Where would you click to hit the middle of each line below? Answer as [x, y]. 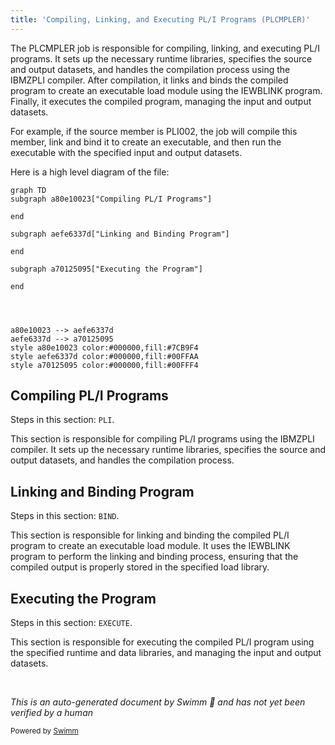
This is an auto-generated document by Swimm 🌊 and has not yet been [158, 702]
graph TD [28, 190]
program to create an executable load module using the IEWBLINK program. [166, 90]
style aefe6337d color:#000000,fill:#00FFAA [104, 356]
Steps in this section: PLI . [62, 420]
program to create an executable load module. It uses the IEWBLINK [150, 546]
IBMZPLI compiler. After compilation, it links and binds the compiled [149, 80]
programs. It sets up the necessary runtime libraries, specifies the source [161, 58]
